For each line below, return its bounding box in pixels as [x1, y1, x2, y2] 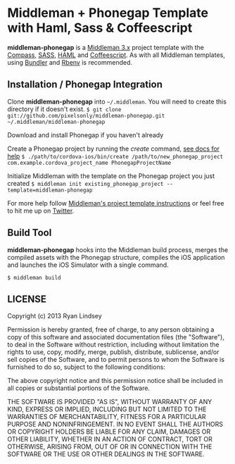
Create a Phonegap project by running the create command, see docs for [7, 144, 220, 153]
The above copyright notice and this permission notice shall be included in [7, 377, 223, 385]
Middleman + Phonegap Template [7, 5, 209, 21]
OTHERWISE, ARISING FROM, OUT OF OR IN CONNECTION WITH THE [7, 442, 212, 451]
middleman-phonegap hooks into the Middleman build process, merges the [7, 245, 229, 254]
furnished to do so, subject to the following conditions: [7, 363, 165, 371]
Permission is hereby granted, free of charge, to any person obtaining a [7, 325, 215, 334]
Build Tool [7, 227, 52, 239]
